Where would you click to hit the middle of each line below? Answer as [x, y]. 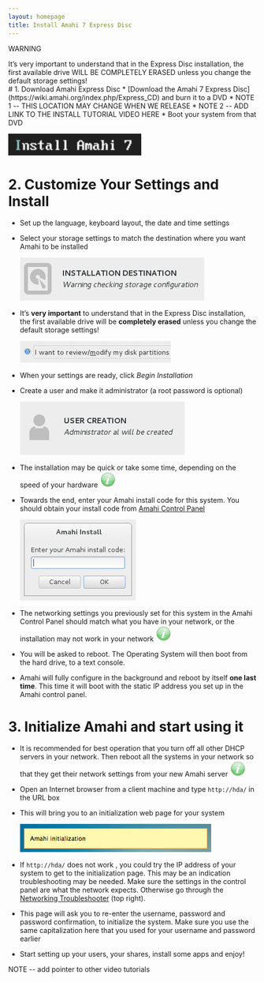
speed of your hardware [59, 485]
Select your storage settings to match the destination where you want [132, 238]
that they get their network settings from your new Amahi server [124, 774]
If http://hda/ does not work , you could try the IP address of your [128, 865]
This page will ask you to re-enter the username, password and [123, 914]
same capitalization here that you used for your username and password [138, 931]
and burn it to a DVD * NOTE [208, 97]
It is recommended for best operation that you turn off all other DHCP [132, 748]
